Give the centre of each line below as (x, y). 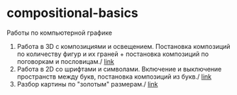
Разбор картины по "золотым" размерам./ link (87, 84)
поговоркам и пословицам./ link (65, 61)
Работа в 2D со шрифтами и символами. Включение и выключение (119, 69)
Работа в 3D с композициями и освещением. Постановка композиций (123, 46)
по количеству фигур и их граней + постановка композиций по (113, 54)
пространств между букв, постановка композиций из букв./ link (114, 77)
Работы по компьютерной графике (60, 33)
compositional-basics (73, 13)
